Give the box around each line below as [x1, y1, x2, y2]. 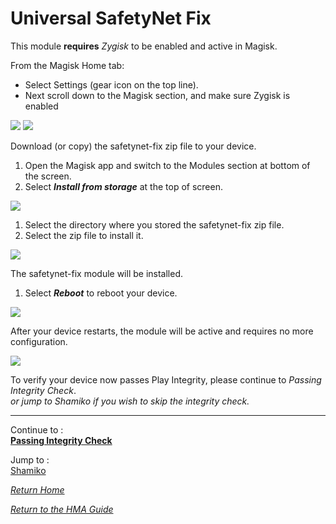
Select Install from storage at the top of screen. [24, 180, 223, 192]
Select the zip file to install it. [24, 229, 144, 241]
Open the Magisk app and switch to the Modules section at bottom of [24, 159, 311, 171]
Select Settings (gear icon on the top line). [24, 78, 199, 91]
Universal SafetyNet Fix [10, 7, 212, 30]
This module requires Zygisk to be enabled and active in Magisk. [10, 40, 278, 52]
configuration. [10, 335, 68, 347]
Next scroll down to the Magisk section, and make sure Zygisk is [24, 89, 291, 101]
